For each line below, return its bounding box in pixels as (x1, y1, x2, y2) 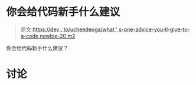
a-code (20, 32, 39, 39)
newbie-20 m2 (40, 32, 76, 39)
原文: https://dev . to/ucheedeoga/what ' (20, 26, 118, 33)
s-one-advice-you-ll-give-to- (119, 26, 190, 33)
